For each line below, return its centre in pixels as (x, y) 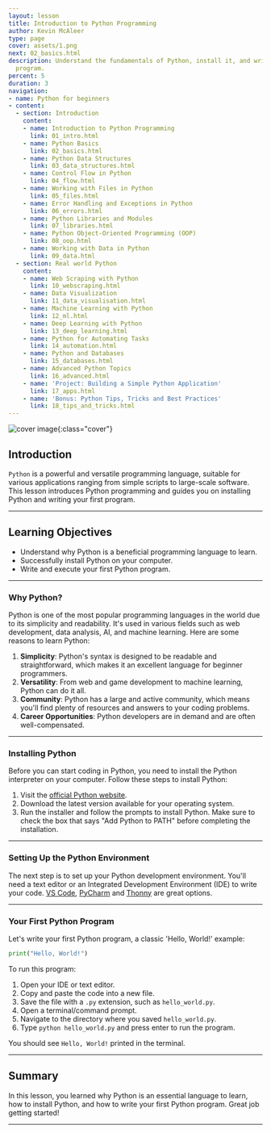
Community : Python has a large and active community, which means (135, 700)
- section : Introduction (57, 114)
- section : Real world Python (66, 263)
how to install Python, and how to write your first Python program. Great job (134, 1104)
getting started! (34, 1112)
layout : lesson (34, 16)
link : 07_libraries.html (71, 226)
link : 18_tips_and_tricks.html (82, 406)
